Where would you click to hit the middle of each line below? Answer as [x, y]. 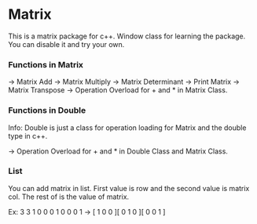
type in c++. [28, 135]
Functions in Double [47, 110]
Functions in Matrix [46, 64]
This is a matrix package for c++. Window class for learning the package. [127, 36]
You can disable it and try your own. [66, 44]
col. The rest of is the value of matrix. [69, 197]
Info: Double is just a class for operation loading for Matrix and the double [127, 128]
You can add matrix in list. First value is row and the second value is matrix [129, 188]
